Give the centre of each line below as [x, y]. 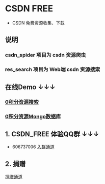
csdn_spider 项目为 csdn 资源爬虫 [46, 55]
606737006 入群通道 [33, 147]
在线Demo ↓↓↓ [30, 87]
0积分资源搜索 [22, 102]
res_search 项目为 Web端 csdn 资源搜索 [53, 69]
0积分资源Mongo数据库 [33, 117]
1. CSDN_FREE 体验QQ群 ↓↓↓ [52, 134]
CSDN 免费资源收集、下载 [38, 23]
